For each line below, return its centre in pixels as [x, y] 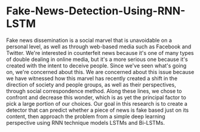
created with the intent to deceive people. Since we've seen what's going [96, 65]
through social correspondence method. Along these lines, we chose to [94, 91]
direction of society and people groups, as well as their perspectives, [91, 84]
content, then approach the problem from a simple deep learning [86, 116]
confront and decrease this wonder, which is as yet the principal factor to [96, 97]
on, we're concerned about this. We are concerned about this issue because [100, 72]
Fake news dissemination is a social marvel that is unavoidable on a [89, 40]
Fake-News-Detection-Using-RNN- [96, 11]
